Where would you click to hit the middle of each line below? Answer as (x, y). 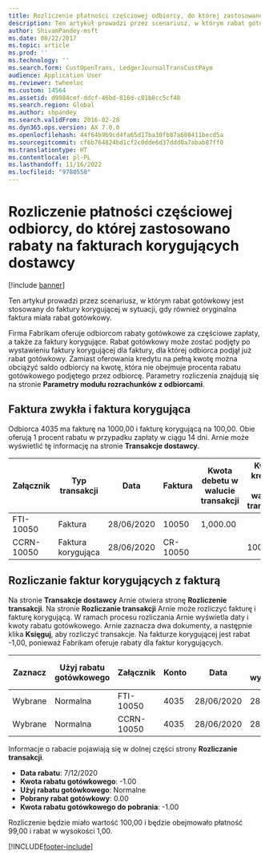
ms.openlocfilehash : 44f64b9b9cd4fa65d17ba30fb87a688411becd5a (116, 135)
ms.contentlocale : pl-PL (50, 157)
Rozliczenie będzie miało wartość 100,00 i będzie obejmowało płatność (126, 822)
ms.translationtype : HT (48, 150)
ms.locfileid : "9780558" (50, 172)
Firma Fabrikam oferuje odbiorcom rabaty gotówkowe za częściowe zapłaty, (134, 333)
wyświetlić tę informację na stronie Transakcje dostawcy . (104, 446)
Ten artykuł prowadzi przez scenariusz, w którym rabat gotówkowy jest (126, 300)
